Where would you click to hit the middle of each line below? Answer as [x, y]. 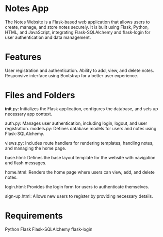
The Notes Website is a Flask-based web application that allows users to [78, 22]
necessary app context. [29, 114]
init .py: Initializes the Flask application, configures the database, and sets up [81, 109]
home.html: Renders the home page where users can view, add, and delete [80, 172]
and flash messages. [26, 163]
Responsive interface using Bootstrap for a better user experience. [72, 75]
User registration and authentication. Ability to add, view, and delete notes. [80, 70]
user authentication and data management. [48, 37]
